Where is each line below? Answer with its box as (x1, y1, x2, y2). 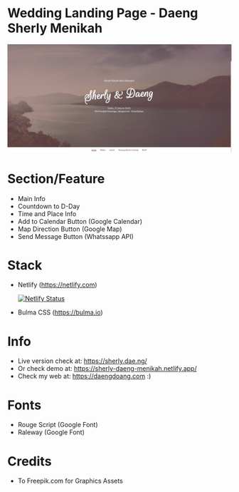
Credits (7, 453, 52, 469)
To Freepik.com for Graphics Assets (17, 476, 123, 486)
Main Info (17, 194, 46, 203)
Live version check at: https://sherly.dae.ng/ (17, 357, 147, 365)
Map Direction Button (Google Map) (17, 225, 122, 233)
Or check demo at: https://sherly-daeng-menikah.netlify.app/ (17, 364, 197, 373)
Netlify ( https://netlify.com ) (17, 280, 97, 289)
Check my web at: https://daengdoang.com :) (17, 372, 152, 381)
